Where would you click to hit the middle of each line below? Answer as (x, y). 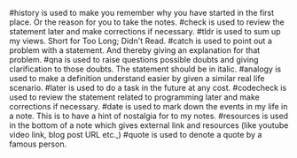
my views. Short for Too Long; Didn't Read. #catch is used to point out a (141, 41)
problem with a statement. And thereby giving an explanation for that (135, 50)
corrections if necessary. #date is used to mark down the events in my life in (148, 106)
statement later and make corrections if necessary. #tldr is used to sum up (145, 31)
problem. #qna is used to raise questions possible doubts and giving (134, 60)
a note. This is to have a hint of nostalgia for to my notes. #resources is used (149, 116)
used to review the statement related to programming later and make (134, 97)
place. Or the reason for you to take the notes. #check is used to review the (147, 22)
